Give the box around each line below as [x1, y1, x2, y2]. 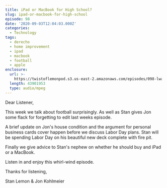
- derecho [9, 40, 30, 45]
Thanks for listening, [5, 168, 47, 174]
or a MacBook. [5, 149, 35, 155]
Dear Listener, [5, 99, 34, 105]
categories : [5, 26, 30, 31]
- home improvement [9, 44, 50, 49]
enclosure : [5, 67, 28, 72]
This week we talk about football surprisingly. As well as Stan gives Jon [5, 109, 152, 115]
